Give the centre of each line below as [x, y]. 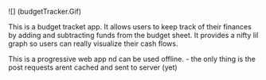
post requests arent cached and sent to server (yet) [93, 67]
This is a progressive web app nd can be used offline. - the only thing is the [132, 59]
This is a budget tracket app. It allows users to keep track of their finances [130, 27]
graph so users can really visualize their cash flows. [93, 44]
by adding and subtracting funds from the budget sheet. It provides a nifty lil [133, 35]
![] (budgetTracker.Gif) [45, 11]
